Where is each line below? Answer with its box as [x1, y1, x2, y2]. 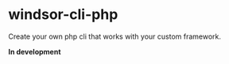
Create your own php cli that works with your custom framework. [8, 32, 221, 41]
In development [8, 47, 61, 56]
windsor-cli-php [8, 6, 118, 24]
